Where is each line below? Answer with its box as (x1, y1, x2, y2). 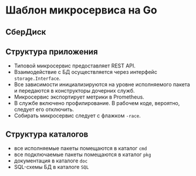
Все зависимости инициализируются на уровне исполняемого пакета (13, 81, 190, 88)
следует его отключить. (13, 106, 75, 113)
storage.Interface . (13, 75, 61, 82)
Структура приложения (5, 46, 98, 56)
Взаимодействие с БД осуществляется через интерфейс (13, 69, 158, 76)
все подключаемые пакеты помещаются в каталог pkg (13, 151, 151, 158)
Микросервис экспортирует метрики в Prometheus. (13, 93, 144, 100)
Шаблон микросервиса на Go (5, 4, 157, 17)
